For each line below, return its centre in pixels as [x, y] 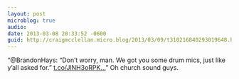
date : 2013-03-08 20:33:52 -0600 [57, 34]
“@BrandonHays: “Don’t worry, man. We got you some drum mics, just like [117, 60]
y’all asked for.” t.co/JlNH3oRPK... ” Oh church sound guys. [93, 68]
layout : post [27, 14]
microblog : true [31, 20]
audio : [17, 27]
